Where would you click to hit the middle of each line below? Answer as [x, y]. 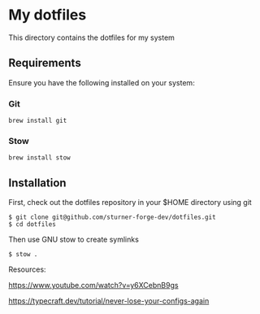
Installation [37, 183]
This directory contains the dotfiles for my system [91, 37]
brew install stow [39, 158]
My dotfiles [48, 15]
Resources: [27, 269]
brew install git [38, 121]
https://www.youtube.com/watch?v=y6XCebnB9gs [93, 286]
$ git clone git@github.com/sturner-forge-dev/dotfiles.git [113, 217]
